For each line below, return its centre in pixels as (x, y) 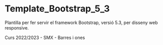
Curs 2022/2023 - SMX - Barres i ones (45, 37)
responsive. (17, 27)
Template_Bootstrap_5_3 (57, 9)
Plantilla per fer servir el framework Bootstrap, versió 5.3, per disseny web (81, 22)
